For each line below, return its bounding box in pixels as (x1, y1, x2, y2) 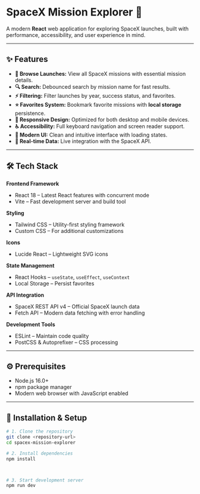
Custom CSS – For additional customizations (14, 227, 124, 234)
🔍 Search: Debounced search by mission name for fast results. (14, 83, 171, 90)
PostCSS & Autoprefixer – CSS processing (14, 338, 118, 346)
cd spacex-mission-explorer (6, 439, 76, 446)
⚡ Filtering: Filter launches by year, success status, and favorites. (14, 92, 176, 99)
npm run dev (6, 483, 36, 489)
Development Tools (6, 321, 55, 328)
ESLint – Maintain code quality (14, 332, 89, 339)
